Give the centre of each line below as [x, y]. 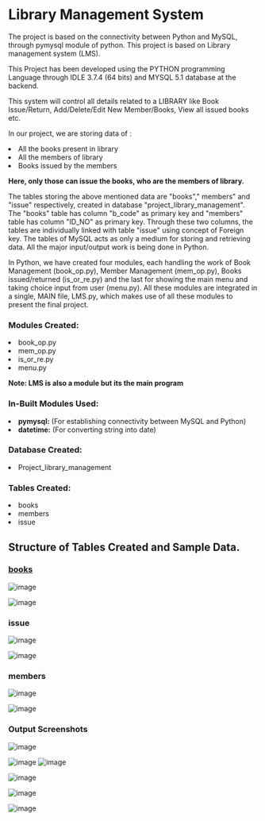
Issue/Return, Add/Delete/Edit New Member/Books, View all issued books [129, 110]
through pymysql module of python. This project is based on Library [119, 44]
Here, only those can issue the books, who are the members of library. [126, 181]
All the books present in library [69, 148]
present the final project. [48, 304]
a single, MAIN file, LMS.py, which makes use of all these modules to [121, 296]
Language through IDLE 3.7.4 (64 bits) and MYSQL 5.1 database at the [122, 77]
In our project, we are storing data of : [70, 133]
